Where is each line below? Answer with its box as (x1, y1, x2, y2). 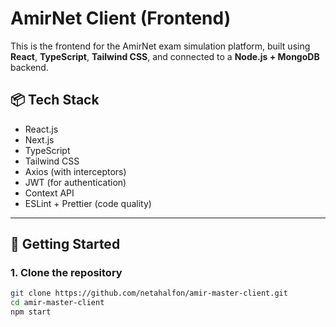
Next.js (24, 133, 55, 146)
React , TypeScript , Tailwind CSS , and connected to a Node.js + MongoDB (10, 50, 320, 62)
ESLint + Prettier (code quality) (24, 197, 152, 209)
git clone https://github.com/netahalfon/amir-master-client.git (10, 288, 288, 299)
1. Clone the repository (10, 266, 123, 280)
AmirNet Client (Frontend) (10, 7, 232, 30)
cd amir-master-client (10, 298, 105, 308)
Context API (24, 187, 75, 199)
